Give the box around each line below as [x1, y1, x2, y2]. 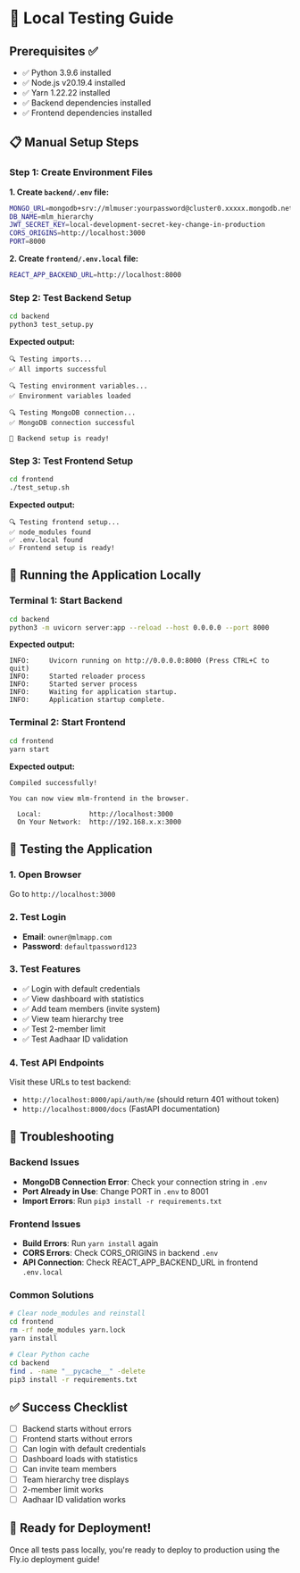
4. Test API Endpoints [9, 1056, 104, 1068]
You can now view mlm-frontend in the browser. [9, 794, 190, 803]
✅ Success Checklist [9, 1400, 128, 1415]
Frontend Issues [9, 1217, 81, 1230]
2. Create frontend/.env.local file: [9, 254, 138, 264]
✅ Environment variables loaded [9, 391, 131, 400]
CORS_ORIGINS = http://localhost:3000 [9, 229, 146, 238]
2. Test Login [9, 911, 67, 924]
